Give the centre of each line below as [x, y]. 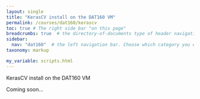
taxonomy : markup [28, 50]
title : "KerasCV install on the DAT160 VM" [61, 17]
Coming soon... [25, 89]
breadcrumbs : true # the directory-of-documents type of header [89, 34]
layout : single [25, 12]
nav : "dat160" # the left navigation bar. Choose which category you [101, 45]
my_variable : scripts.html [40, 61]
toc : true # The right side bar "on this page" [66, 28]
